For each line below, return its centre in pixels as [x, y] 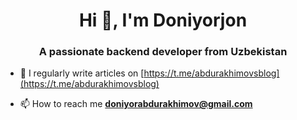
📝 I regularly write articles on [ [82, 73]
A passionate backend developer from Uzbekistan [163, 52]
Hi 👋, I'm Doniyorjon [163, 20]
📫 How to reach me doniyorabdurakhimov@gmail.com [136, 104]
